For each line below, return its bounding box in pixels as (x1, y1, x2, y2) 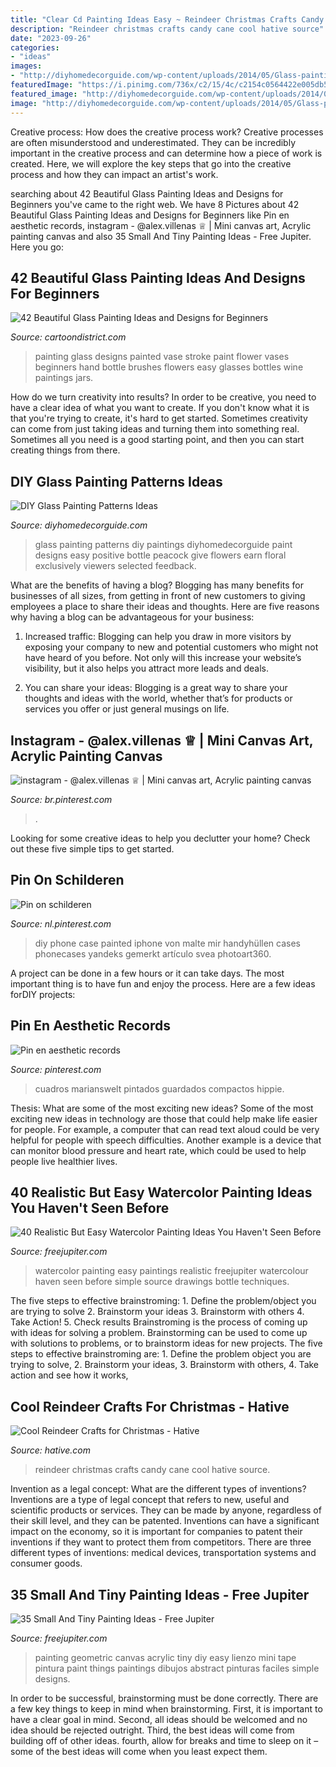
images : (10, 61, 43, 71)
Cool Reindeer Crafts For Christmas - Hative (10, 1398, 290, 1415)
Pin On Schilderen (10, 872, 125, 889)
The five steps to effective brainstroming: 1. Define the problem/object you (10, 1295, 317, 1307)
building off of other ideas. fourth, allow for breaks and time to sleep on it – (10, 1735, 319, 1746)
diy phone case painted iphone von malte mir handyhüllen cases (34, 937, 301, 949)
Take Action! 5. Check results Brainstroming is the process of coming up (10, 1316, 308, 1328)
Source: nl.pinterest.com (10, 917, 112, 930)
